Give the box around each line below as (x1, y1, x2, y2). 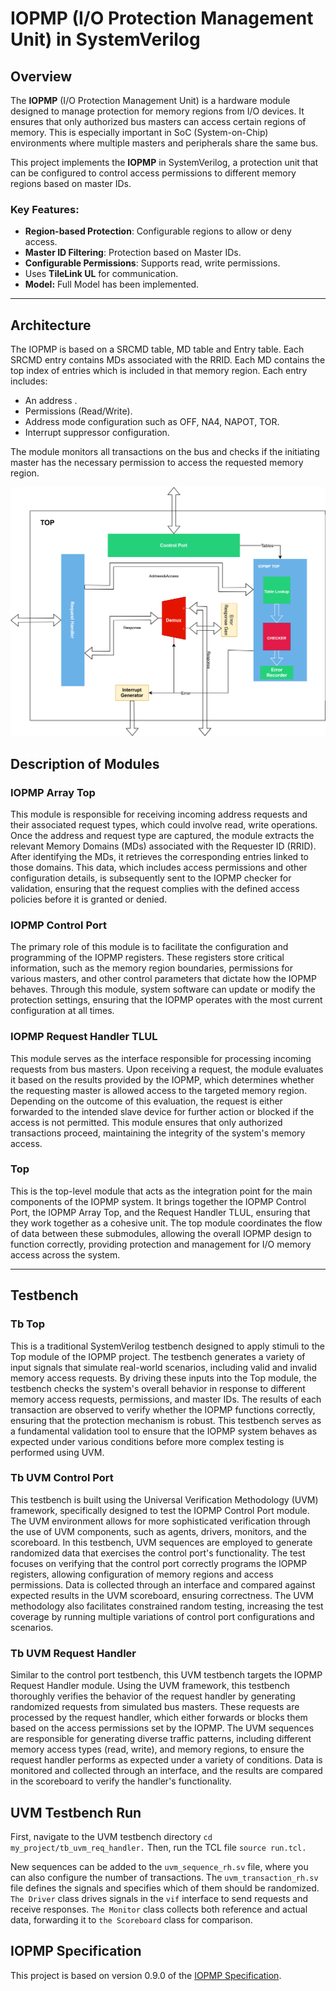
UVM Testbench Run (10, 1804, 142, 1821)
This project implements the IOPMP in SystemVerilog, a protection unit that (10, 157, 319, 168)
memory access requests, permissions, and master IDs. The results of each (10, 1393, 322, 1405)
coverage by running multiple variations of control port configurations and (10, 1610, 315, 1622)
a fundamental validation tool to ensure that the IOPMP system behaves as (10, 1425, 318, 1437)
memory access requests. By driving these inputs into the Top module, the (10, 1372, 317, 1384)
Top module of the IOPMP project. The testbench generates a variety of (10, 1350, 306, 1362)
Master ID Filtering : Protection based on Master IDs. (24, 247, 242, 259)
